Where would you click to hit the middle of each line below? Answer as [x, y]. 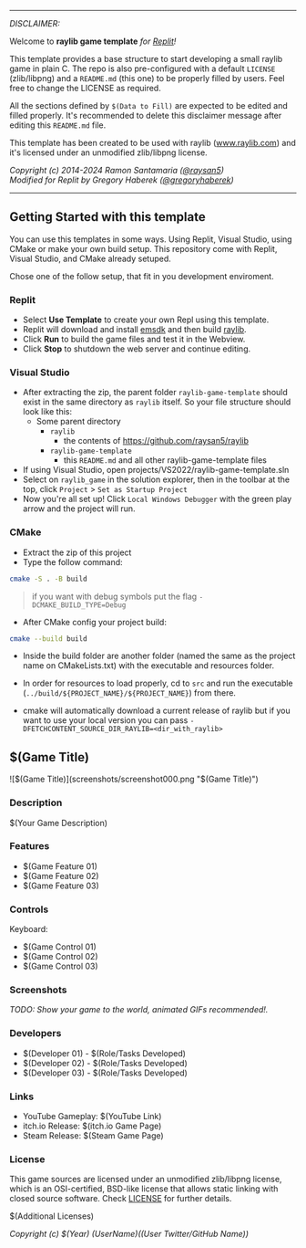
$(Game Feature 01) [60, 866]
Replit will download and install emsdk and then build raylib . [135, 330]
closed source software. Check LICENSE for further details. [121, 1199]
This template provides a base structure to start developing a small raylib [146, 59]
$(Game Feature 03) [61, 886]
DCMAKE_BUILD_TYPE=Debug [79, 605]
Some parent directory [78, 422]
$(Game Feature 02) [61, 876]
